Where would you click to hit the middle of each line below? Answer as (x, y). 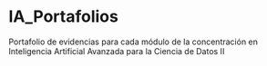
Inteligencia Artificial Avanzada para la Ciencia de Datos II (117, 51)
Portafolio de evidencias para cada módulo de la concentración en (133, 42)
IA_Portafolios (64, 17)
